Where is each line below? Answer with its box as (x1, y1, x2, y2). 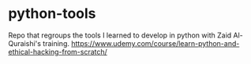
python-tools (8, 5, 96, 23)
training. (43, 38, 69, 48)
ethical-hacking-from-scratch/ (8, 47, 108, 56)
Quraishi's (8, 38, 42, 48)
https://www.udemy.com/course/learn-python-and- (70, 38, 240, 48)
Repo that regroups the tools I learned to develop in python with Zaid (8, 30, 232, 40)
